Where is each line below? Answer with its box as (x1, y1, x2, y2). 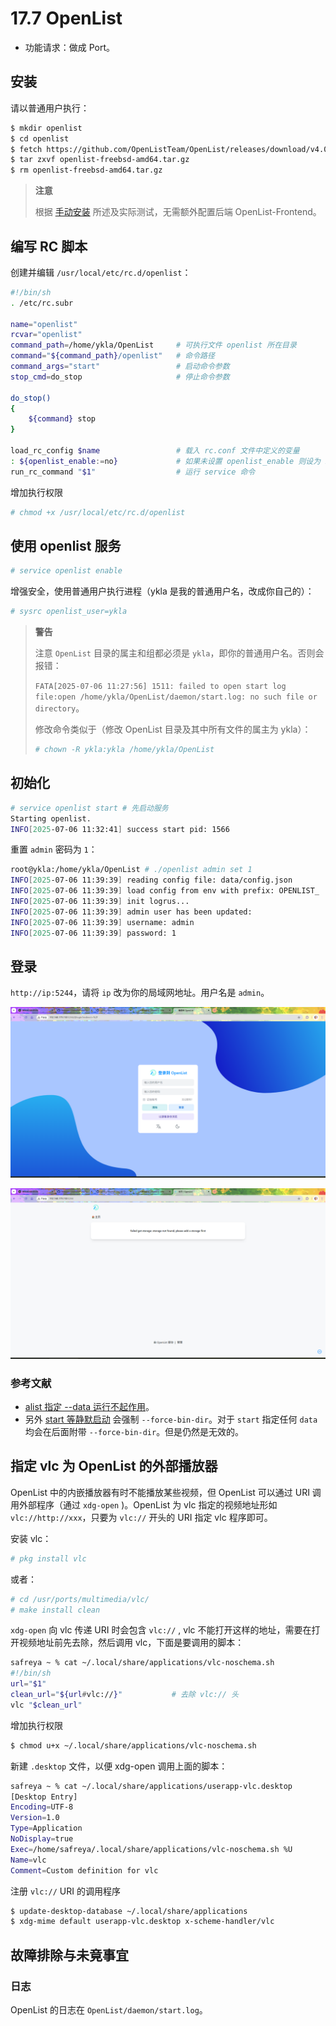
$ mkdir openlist (10, 123, 83, 133)
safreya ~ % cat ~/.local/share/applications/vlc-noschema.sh (10, 1658, 275, 1668)
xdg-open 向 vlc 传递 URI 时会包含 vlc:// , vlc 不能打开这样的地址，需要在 (10, 1624, 312, 1636)
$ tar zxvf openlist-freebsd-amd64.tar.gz (10, 155, 190, 165)
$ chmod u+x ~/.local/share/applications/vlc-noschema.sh (10, 1740, 257, 1751)
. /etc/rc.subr (10, 298, 74, 308)
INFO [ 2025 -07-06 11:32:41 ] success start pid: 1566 (10, 824, 230, 834)
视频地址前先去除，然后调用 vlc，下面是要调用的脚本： (18, 1637, 245, 1649)
